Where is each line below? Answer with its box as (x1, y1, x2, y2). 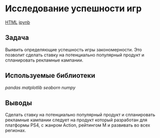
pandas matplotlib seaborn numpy (5, 84, 76, 90)
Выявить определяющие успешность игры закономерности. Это (5, 46, 142, 52)
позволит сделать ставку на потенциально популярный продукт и (5, 52, 145, 58)
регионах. (5, 128, 26, 134)
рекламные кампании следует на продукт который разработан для (5, 117, 148, 123)
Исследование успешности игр (5, 3, 142, 14)
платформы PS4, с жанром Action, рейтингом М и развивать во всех (5, 122, 151, 128)
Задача (5, 34, 29, 42)
